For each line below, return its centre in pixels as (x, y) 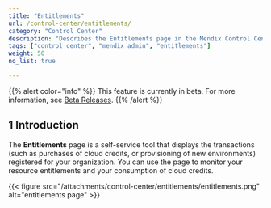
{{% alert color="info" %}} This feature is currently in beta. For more (122, 91)
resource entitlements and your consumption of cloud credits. (111, 170)
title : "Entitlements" (46, 16)
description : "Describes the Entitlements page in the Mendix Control (129, 38)
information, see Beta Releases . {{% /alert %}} (85, 100)
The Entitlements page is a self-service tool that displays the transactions (132, 144)
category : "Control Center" (56, 31)
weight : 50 (27, 53)
